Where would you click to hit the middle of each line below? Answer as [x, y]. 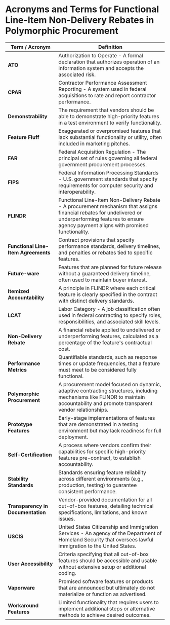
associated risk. [77, 75]
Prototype [20, 424]
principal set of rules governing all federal [108, 158]
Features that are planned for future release [110, 267]
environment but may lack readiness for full [110, 430]
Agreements [35, 252]
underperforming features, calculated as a [109, 336]
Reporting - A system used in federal [102, 89]
